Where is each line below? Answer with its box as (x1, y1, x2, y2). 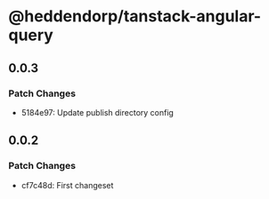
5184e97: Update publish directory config (20, 107, 175, 117)
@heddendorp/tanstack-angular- (8, 6, 262, 27)
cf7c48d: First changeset (20, 179, 114, 190)
